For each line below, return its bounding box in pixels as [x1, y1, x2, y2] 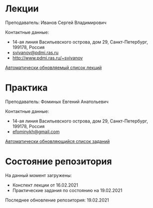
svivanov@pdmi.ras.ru [12, 49, 59, 55]
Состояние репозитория [5, 156, 112, 167]
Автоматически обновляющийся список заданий [5, 138, 110, 144]
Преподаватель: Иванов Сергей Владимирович [5, 19, 107, 25]
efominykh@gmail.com [12, 128, 60, 134]
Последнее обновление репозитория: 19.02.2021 [5, 197, 109, 203]
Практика [5, 82, 48, 93]
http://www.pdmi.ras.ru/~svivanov [12, 54, 83, 60]
